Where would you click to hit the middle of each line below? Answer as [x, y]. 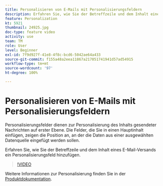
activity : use [19, 37]
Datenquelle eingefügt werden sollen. [42, 140]
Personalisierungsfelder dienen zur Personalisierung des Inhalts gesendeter [81, 125]
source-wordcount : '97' [29, 68]
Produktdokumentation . [29, 179]
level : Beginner [21, 50]
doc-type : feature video [30, 32]
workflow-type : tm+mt [27, 64]
